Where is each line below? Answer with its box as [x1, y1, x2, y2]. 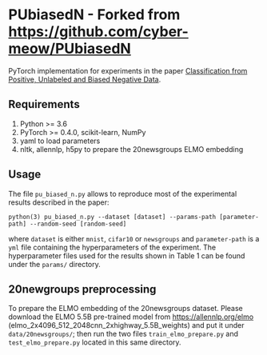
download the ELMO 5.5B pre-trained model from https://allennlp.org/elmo [8, 312, 254, 321]
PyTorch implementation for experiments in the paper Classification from [8, 66, 248, 75]
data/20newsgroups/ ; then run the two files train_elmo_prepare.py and [8, 329, 238, 339]
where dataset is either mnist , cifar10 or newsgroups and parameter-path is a [8, 233, 260, 243]
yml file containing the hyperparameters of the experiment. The [8, 242, 217, 252]
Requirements [8, 98, 80, 111]
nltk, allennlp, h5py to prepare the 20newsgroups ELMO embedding [19, 144, 244, 154]
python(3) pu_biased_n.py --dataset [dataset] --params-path [8, 213, 217, 221]
